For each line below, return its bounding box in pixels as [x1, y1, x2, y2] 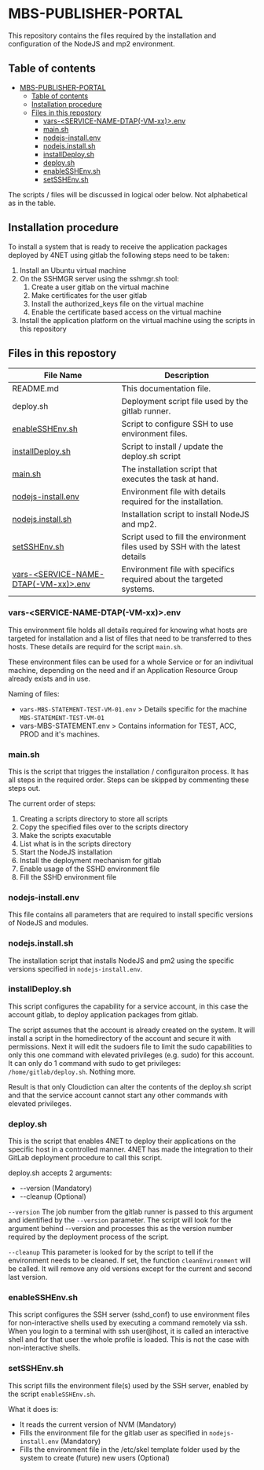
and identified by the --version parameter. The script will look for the [8, 1215, 232, 1225]
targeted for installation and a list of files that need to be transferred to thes [8, 634, 252, 643]
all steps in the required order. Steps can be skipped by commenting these [8, 775, 250, 785]
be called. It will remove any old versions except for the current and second [8, 1264, 253, 1273]
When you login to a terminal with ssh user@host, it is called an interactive [8, 1326, 249, 1336]
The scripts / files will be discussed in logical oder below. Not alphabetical [8, 189, 247, 199]
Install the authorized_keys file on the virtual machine [31, 299, 204, 308]
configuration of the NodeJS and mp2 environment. [8, 39, 175, 48]
